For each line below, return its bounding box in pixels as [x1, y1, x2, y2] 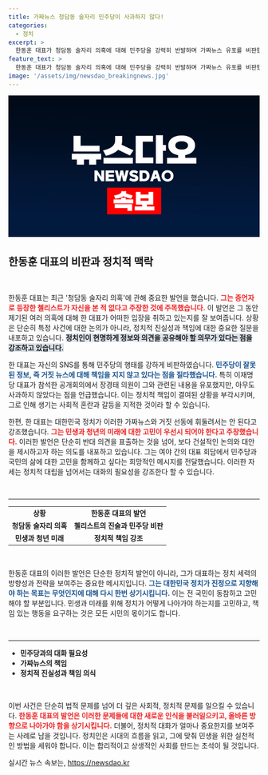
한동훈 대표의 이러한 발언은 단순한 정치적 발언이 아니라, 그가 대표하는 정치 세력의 [8, 568, 258, 577]
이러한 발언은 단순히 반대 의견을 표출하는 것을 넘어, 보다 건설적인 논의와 [18, 437, 241, 447]
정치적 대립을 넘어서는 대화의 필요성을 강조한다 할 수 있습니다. [22, 467, 215, 477]
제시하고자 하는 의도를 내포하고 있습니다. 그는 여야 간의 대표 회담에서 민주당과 [16, 447, 258, 457]
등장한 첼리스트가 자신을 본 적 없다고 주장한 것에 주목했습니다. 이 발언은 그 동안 [16, 303, 259, 313]
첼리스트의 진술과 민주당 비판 [73, 521, 164, 531]
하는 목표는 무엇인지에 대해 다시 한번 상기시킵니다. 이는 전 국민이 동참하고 [16, 588, 242, 597]
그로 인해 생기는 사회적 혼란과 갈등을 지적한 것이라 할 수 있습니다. [8, 400, 211, 409]
